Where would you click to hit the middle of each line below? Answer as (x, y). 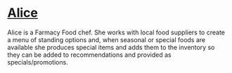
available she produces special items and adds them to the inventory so (111, 47)
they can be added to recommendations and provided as (89, 55)
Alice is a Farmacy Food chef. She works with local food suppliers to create (116, 32)
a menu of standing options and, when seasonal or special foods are (107, 39)
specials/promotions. (38, 62)
